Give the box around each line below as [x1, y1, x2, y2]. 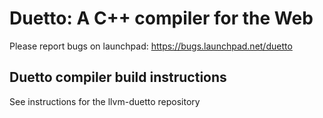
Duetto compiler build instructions [9, 69, 227, 86]
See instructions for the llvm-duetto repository [9, 95, 201, 107]
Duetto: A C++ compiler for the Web [9, 7, 314, 30]
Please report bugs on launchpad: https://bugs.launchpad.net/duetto [9, 40, 293, 52]
